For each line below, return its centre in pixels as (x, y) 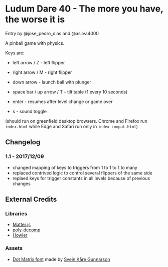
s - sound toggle (29, 111)
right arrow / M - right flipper (42, 72)
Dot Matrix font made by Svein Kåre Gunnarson (61, 259)
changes (22, 184)
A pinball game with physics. (35, 43)
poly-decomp (26, 230)
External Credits (31, 199)
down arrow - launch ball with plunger (52, 82)
